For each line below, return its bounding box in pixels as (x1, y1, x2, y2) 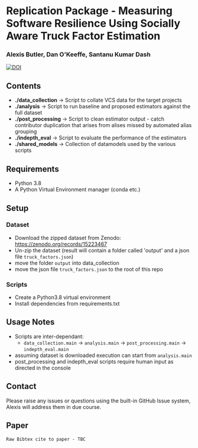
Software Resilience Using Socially (6, 17, 181, 30)
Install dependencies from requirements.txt (14, 300, 120, 307)
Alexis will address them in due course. (6, 403, 102, 410)
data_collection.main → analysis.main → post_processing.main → (23, 339, 186, 346)
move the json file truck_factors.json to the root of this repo (14, 265, 164, 272)
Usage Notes (6, 317, 55, 327)
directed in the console (14, 364, 71, 371)
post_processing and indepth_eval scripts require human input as (14, 358, 174, 365)
